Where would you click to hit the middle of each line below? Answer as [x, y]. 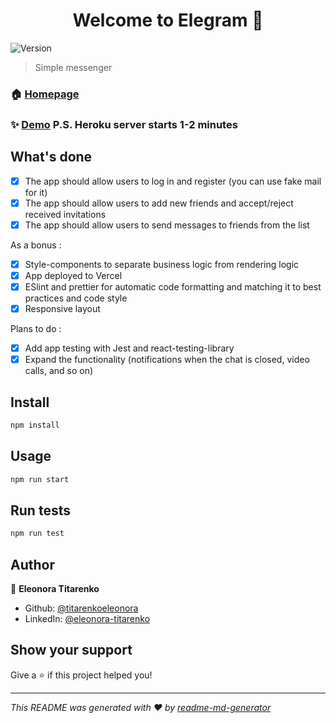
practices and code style [76, 298]
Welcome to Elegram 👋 [168, 20]
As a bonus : [36, 245]
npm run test [37, 534]
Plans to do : [36, 329]
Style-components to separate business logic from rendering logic [162, 264]
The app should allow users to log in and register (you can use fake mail [173, 181]
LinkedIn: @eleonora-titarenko [87, 619]
